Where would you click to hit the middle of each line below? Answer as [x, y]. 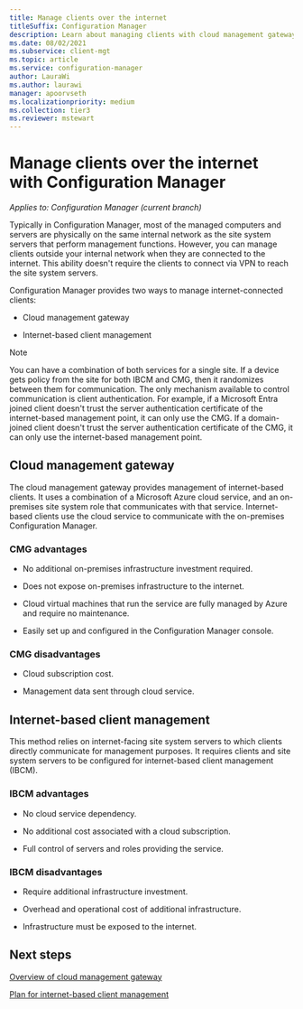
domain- [263, 418]
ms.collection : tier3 [50, 110]
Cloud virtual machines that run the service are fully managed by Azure [155, 604]
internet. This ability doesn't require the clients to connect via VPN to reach [149, 264]
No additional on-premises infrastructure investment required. [138, 569]
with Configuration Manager [118, 182]
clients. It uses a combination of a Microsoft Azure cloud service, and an [144, 497]
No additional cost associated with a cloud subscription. [127, 831]
